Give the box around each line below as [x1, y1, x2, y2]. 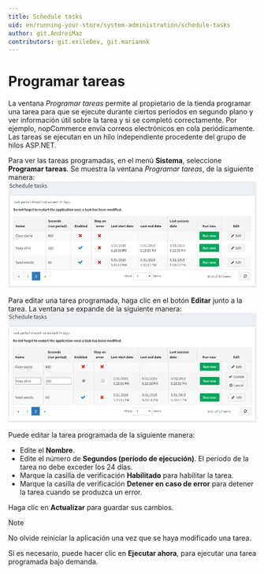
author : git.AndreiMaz [8, 29, 83, 37]
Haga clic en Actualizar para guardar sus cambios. [8, 503, 174, 512]
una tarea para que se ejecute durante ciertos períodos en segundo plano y [8, 107, 254, 117]
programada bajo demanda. [8, 557, 99, 567]
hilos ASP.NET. [8, 140, 57, 150]
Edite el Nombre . [19, 445, 75, 455]
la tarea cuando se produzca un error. [19, 487, 143, 497]
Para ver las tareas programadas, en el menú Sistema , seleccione [8, 156, 222, 166]
